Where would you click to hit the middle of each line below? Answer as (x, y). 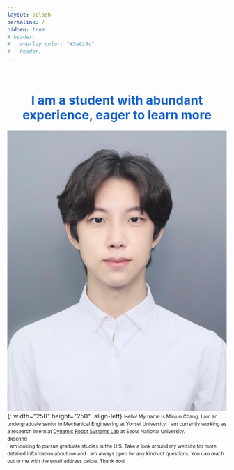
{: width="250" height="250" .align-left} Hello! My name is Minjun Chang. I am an (112, 416)
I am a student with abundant (117, 100)
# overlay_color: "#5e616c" (51, 44)
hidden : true (26, 29)
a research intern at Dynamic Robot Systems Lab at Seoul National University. (96, 432)
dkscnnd (17, 439)
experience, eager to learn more (117, 115)
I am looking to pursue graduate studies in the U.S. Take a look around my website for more (112, 446)
